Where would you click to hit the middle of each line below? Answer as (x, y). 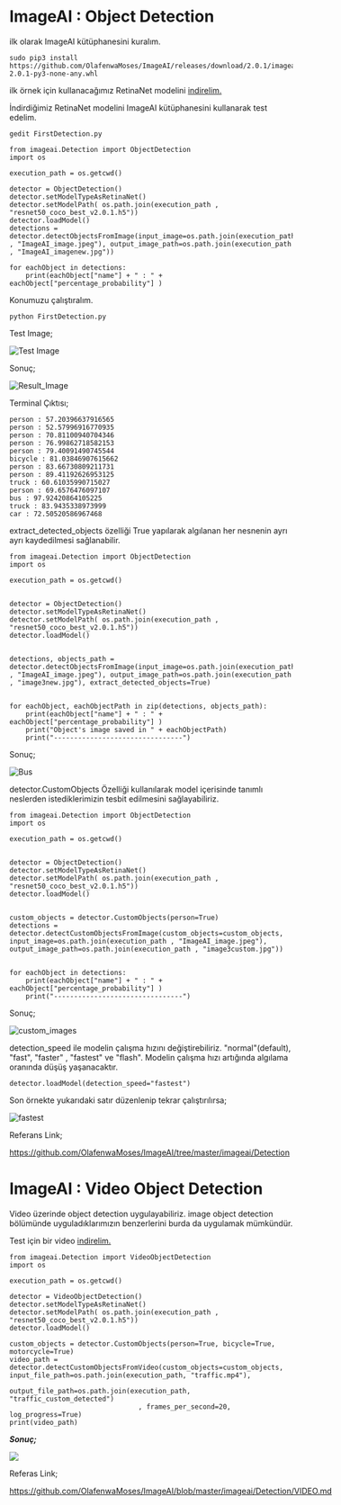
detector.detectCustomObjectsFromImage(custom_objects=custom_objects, (146, 933)
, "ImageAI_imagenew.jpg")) (62, 252)
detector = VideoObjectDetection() (76, 1296)
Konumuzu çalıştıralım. (51, 300)
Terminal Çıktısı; (39, 403)
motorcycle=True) (42, 1351)
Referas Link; (34, 1474)
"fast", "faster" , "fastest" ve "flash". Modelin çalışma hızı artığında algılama (149, 1057)
